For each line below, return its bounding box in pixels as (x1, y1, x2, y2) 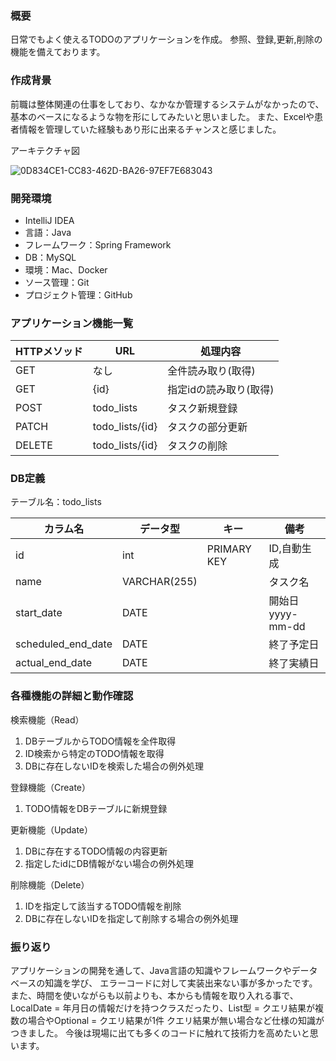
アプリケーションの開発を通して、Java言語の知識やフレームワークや (10, 965, 292, 977)
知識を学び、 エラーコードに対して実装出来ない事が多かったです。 (44, 977, 318, 989)
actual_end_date (15, 656, 93, 670)
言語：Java (24, 226, 72, 238)
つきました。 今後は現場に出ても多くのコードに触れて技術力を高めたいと (10, 1027, 310, 1039)
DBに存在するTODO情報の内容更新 (24, 845, 168, 857)
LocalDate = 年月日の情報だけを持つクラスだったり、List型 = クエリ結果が (10, 1002, 315, 1014)
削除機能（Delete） (10, 878, 90, 891)
